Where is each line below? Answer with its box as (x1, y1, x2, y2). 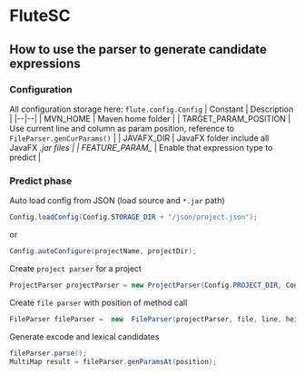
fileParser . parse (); (9, 349, 88, 358)
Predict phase (9, 174, 73, 187)
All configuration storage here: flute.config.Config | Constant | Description (9, 104, 294, 114)
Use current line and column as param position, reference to (9, 123, 234, 133)
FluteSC (9, 5, 71, 26)
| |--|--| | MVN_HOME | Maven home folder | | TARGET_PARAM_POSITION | (9, 113, 291, 123)
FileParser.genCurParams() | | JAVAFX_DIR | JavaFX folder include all (9, 133, 270, 143)
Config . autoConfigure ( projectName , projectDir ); (9, 247, 197, 256)
